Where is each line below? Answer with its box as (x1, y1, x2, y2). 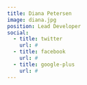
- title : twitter (13, 36, 63, 42)
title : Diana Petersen (7, 10, 72, 17)
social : (7, 29, 29, 36)
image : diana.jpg (7, 16, 57, 23)
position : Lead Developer (7, 23, 81, 29)
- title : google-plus (13, 61, 75, 68)
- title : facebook (13, 49, 66, 56)
